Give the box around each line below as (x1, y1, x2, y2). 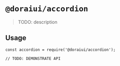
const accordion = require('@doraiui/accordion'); (5, 47, 116, 52)
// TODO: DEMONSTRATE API (5, 56, 61, 61)
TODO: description (17, 19, 58, 25)
